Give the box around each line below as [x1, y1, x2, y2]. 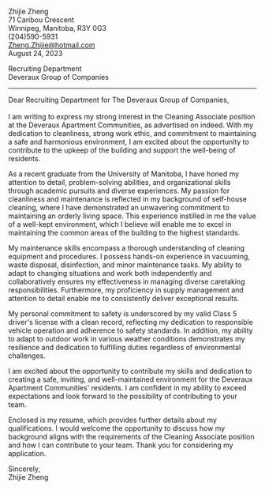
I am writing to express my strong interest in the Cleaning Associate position [8, 112, 256, 121]
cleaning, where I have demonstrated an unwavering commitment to [8, 203, 230, 212]
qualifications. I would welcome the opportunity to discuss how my [8, 424, 226, 433]
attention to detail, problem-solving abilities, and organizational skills [8, 178, 231, 187]
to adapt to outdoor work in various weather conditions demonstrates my [8, 334, 246, 343]
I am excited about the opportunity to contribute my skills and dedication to [8, 367, 252, 375]
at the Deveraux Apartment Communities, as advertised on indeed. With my [8, 120, 254, 130]
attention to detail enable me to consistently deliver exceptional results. [8, 294, 240, 303]
